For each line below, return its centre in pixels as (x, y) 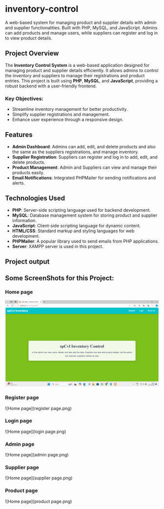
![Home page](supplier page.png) (39, 478)
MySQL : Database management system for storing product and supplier (85, 215)
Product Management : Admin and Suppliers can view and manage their (84, 167)
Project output (27, 262)
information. (24, 220)
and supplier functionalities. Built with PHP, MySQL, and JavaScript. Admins (81, 27)
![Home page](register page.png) (38, 408)
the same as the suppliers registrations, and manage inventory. (75, 152)
